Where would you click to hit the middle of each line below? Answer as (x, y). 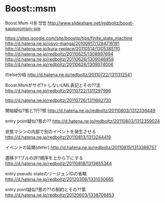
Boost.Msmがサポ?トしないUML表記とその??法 (53, 85)
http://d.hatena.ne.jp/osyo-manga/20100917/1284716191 (62, 43)
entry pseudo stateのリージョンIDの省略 (46, 173)
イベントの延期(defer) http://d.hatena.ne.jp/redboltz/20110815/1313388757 (81, 147)
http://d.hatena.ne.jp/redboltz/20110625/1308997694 (59, 54)
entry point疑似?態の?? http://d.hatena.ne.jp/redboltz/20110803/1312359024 (82, 121)
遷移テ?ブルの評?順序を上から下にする (44, 158)
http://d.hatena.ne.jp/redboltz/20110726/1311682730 (58, 100)
